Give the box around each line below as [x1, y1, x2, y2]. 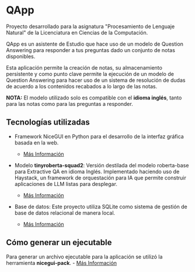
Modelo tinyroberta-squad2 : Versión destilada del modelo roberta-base [14, 161, 189, 168]
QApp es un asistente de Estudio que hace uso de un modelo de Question [6, 40, 184, 47]
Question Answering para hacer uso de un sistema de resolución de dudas [6, 77, 186, 84]
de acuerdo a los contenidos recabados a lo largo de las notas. [6, 82, 158, 89]
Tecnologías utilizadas [6, 118, 90, 128]
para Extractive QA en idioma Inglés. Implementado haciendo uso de [14, 168, 180, 175]
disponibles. [6, 53, 36, 60]
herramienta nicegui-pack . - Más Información [6, 259, 117, 266]
